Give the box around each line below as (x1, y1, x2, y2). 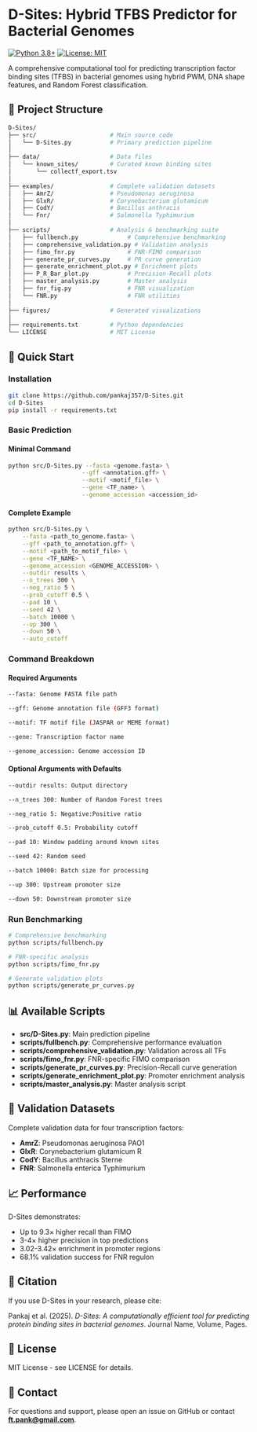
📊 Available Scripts (8, 1004, 106, 1018)
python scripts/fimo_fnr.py (8, 960, 100, 968)
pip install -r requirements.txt (8, 406, 118, 414)
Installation (8, 373, 52, 384)
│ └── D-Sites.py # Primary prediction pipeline (8, 138, 212, 146)
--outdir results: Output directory (8, 781, 128, 789)
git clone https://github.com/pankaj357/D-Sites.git (8, 391, 184, 399)
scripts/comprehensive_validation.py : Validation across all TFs (19, 1046, 226, 1056)
